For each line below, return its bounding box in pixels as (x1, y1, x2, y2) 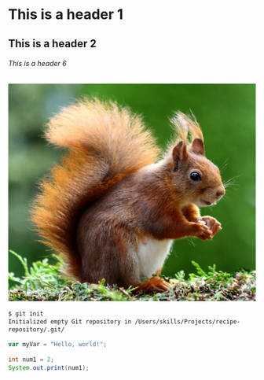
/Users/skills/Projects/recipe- (134, 318, 241, 326)
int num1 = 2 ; (8, 356, 55, 363)
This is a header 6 (8, 59, 67, 68)
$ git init (8, 310, 44, 318)
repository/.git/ (8, 326, 65, 334)
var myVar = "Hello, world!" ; (8, 341, 108, 349)
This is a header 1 (8, 6, 123, 24)
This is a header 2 (8, 37, 97, 50)
